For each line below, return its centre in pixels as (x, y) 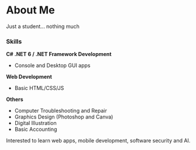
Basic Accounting (36, 130)
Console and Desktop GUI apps (52, 65)
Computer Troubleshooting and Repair (61, 111)
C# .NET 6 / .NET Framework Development (59, 54)
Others (15, 99)
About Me (30, 10)
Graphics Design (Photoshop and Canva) (64, 117)
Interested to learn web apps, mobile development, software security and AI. (98, 141)
